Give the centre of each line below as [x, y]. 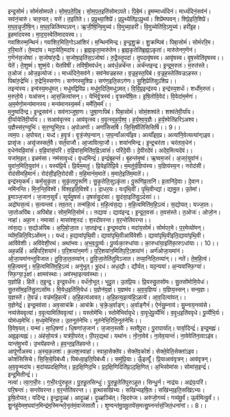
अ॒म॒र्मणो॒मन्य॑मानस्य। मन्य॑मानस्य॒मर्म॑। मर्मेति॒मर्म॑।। [60, 104]
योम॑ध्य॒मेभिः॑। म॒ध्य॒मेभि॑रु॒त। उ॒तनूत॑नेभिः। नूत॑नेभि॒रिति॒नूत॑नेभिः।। [75, 320]
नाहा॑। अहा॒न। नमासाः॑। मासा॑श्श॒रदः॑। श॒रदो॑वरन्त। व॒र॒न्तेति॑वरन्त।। [80, 220]
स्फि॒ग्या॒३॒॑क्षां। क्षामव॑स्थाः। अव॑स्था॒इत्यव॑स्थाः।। [57, 274]
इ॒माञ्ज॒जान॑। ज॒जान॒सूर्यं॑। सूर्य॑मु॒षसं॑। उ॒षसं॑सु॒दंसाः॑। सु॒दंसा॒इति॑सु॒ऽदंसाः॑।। [84, 197]
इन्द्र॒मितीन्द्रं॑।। [23, 374]
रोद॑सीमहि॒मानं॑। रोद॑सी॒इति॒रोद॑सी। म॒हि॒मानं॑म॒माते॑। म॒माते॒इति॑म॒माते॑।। [79, 173]
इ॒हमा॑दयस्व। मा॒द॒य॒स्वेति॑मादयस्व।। [45, 34]
